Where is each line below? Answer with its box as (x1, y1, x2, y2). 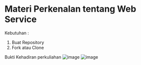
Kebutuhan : (4, 30, 29, 36)
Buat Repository (11, 39, 45, 45)
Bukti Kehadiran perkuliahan (4, 54, 62, 60)
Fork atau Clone (11, 44, 45, 50)
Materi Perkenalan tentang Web (4, 3, 137, 15)
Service (4, 14, 37, 25)
